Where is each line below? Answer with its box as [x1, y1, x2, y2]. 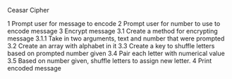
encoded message [7, 64, 61, 72]
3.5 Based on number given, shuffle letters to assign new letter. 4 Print [7, 57, 212, 65]
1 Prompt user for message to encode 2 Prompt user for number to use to [7, 20, 221, 27]
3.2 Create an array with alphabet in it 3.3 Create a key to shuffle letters [7, 42, 215, 50]
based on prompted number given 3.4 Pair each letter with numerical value [7, 49, 226, 57]
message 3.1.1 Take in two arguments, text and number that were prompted [7, 34, 225, 43]
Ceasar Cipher [7, 6, 49, 14]
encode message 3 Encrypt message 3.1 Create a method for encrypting [7, 27, 219, 35]
